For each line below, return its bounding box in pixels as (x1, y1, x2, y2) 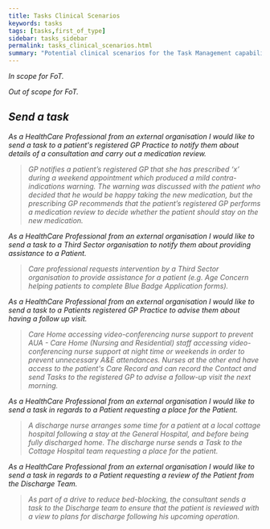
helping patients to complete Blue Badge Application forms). (27, 281, 229, 291)
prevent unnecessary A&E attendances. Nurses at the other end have (27, 355, 260, 365)
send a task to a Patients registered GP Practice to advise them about (8, 305, 240, 315)
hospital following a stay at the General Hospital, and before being (27, 428, 249, 439)
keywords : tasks (8, 19, 63, 27)
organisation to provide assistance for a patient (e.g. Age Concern (27, 272, 249, 282)
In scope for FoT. (8, 72, 64, 81)
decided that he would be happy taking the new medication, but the (27, 190, 253, 200)
